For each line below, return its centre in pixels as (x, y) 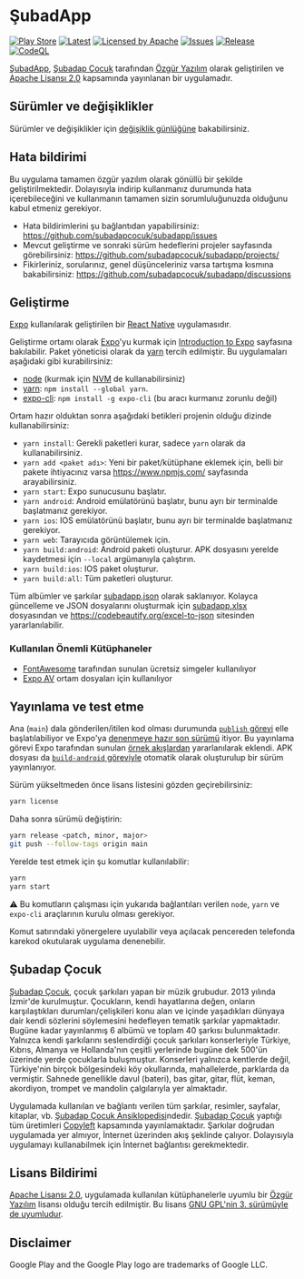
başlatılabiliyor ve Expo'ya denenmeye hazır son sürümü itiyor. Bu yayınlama (152, 739)
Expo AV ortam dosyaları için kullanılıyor (97, 678)
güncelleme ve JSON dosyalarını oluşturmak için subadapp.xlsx (128, 606)
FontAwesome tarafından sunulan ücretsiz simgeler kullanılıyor (139, 669)
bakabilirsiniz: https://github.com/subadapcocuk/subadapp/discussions (157, 274)
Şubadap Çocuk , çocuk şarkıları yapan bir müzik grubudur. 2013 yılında (142, 992)
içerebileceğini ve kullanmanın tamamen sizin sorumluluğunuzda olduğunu (149, 198)
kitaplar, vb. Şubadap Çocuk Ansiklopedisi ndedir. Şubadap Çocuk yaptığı (146, 1115)
